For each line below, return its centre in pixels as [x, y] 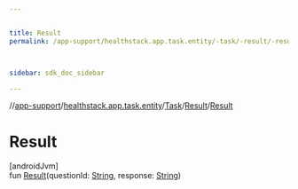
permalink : [29, 41]
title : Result [35, 33]
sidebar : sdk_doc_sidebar [57, 73]
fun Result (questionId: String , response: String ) [95, 176]
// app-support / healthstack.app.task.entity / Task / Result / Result [121, 106]
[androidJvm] [34, 166]
